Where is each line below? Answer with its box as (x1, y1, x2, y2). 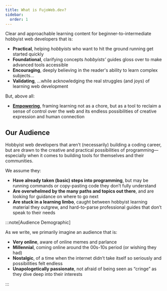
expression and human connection (12, 114, 85, 120)
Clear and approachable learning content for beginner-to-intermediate (5, 31, 151, 37)
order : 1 (10, 17, 28, 22)
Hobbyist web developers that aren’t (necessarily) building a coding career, (5, 142, 162, 148)
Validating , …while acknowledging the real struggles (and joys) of (12, 78, 150, 84)
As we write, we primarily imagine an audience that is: (5, 229, 118, 235)
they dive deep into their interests (12, 271, 83, 277)
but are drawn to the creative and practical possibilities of (5, 147, 125, 153)
